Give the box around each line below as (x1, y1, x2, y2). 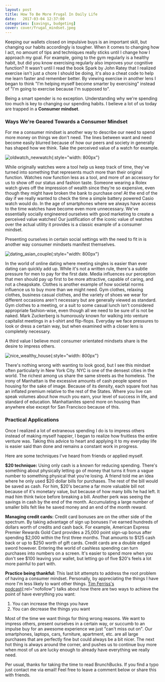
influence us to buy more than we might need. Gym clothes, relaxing (5, 287, 143, 293)
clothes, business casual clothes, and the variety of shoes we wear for (5, 292, 148, 298)
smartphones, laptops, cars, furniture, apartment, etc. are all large (5, 631, 138, 637)
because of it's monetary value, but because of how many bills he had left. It (5, 488, 160, 494)
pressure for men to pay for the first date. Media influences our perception (5, 271, 156, 277)
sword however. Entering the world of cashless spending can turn (5, 545, 138, 551)
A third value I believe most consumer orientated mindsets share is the (5, 338, 148, 344)
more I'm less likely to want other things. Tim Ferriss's (5, 581, 114, 587)
